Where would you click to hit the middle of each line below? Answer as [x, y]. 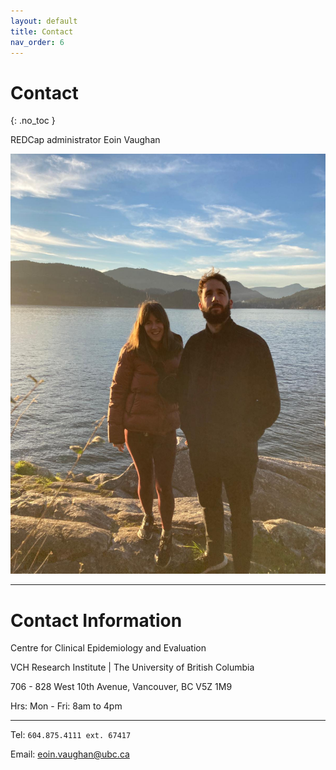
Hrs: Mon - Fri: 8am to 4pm [66, 706]
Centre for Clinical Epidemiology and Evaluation [108, 648]
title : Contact [42, 31]
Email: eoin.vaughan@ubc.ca [70, 754]
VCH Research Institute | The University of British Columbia [132, 667]
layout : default [44, 21]
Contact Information [96, 620]
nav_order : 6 [37, 42]
